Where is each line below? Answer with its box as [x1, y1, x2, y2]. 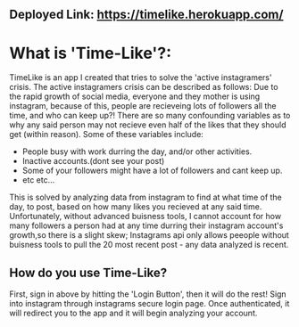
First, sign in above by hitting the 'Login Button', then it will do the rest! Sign [9, 289, 287, 299]
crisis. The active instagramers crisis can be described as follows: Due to [9, 82, 278, 93]
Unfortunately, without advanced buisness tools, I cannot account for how [9, 211, 282, 222]
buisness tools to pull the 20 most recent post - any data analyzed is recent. [9, 240, 289, 250]
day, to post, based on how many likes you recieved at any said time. [9, 201, 262, 212]
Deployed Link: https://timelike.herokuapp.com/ [9, 7, 284, 22]
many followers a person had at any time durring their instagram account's [9, 220, 284, 231]
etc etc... [21, 175, 55, 185]
